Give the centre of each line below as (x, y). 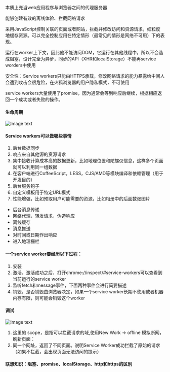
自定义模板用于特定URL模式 (41, 192)
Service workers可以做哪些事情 (38, 136)
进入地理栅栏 (26, 241)
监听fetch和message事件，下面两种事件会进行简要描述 (70, 285)
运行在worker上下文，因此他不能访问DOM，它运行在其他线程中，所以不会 (82, 53)
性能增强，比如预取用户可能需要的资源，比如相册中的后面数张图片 (81, 199)
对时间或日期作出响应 (35, 235)
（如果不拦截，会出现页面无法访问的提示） (57, 351)
